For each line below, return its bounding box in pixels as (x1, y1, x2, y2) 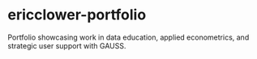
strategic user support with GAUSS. (7, 40, 126, 50)
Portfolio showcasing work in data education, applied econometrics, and (7, 32, 250, 42)
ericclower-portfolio (7, 6, 147, 24)
